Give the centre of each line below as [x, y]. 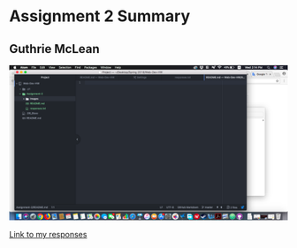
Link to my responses [48, 235]
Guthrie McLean [54, 49]
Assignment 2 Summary [100, 16]
